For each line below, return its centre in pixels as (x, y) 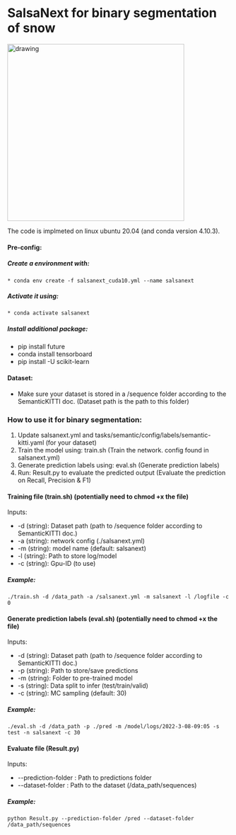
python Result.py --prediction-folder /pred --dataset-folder (101, 819)
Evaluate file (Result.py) (43, 748)
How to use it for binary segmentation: (75, 419)
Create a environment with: (48, 263)
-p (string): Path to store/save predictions (78, 671)
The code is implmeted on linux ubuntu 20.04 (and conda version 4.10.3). (114, 231)
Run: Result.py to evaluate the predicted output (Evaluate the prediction (122, 472)
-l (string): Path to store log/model (67, 556)
